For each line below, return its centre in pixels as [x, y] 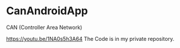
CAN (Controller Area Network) [44, 27]
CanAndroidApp [47, 11]
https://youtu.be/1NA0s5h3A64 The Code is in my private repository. [90, 39]
